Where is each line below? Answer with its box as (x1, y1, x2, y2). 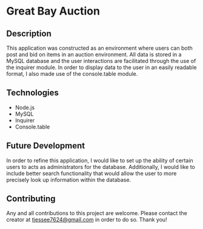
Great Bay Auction (6, 4, 100, 18)
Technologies (6, 88, 59, 98)
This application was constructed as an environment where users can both (6, 44, 193, 51)
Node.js (15, 104, 35, 111)
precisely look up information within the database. (6, 176, 131, 183)
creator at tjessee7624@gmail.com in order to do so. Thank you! (6, 216, 168, 224)
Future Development (6, 141, 85, 151)
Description (6, 28, 52, 39)
